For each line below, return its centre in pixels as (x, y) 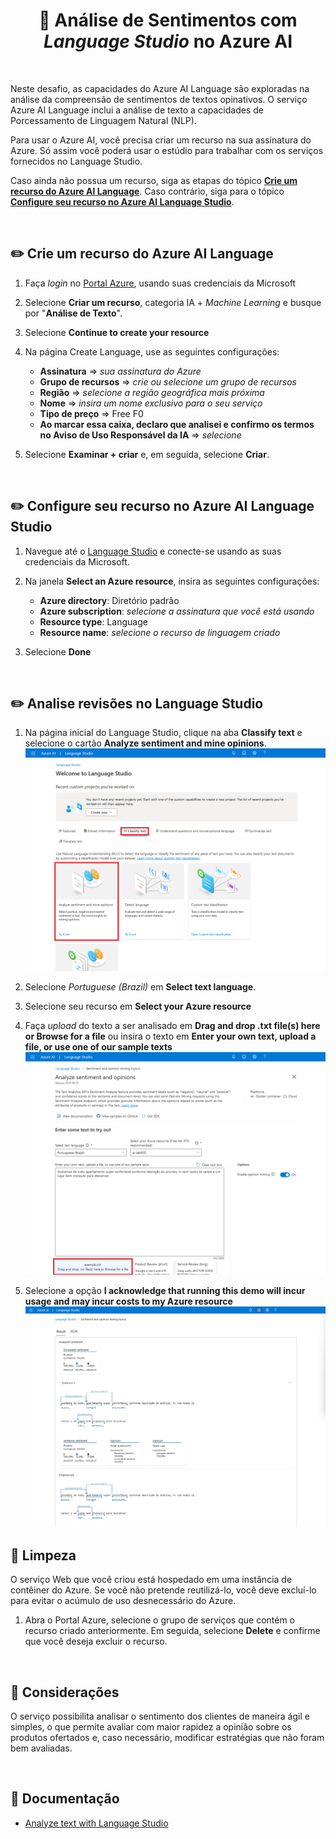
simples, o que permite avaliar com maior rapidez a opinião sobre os (151, 1726)
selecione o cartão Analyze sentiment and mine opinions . (145, 743)
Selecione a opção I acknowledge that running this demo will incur (165, 1291)
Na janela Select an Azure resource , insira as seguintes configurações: (172, 581)
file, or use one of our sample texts (98, 1046)
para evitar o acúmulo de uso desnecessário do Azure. (123, 1601)
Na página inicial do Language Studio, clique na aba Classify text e (163, 733)
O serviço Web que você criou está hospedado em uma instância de (151, 1580)
